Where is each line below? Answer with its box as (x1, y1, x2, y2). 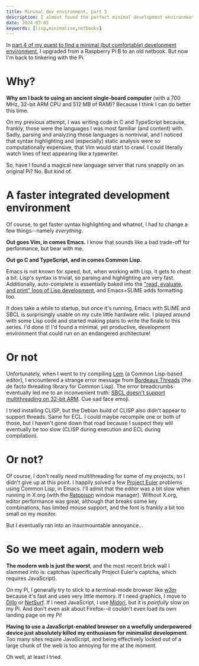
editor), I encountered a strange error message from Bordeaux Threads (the (6, 377, 191, 384)
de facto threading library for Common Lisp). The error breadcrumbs (6, 383, 174, 390)
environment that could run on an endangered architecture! (6, 330, 151, 337)
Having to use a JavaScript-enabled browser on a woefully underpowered (6, 623, 192, 630)
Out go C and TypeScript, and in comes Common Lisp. (6, 256, 142, 264)
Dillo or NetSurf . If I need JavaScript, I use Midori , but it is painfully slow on (6, 598, 190, 606)
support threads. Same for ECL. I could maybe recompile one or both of (6, 413, 181, 420)
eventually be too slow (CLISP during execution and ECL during (6, 426, 161, 433)
